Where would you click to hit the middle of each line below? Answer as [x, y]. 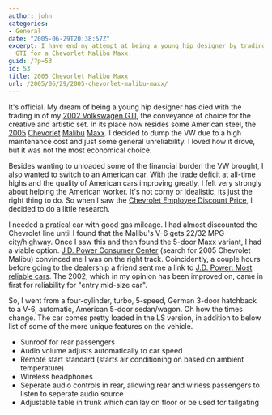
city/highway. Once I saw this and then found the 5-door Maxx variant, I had [135, 242]
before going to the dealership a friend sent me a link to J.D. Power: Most [130, 267]
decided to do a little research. [59, 208]
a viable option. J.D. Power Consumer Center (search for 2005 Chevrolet [130, 250]
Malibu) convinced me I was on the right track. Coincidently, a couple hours [134, 259]
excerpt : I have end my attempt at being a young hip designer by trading [137, 46]
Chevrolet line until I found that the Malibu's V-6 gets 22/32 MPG [117, 233]
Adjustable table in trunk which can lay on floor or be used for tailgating [139, 402]
